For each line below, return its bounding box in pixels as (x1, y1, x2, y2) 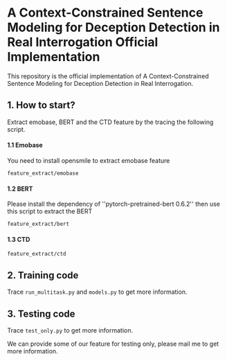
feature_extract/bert (7, 220, 70, 228)
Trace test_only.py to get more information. (7, 326, 134, 334)
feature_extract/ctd (7, 251, 67, 258)
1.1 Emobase (7, 141, 43, 150)
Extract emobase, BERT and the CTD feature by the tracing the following (7, 118, 214, 126)
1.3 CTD (7, 235, 30, 243)
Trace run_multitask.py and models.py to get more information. (7, 288, 188, 296)
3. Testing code (7, 308, 75, 319)
